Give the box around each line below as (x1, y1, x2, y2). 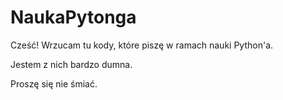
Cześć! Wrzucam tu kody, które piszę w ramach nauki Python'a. (10, 39, 274, 51)
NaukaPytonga (10, 6, 137, 29)
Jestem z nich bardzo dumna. (10, 58, 133, 70)
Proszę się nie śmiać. (10, 77, 98, 90)
